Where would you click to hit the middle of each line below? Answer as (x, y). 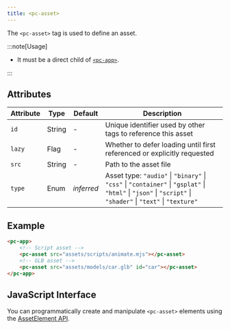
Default (86, 114)
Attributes (29, 94)
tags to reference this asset (149, 134)
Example (26, 226)
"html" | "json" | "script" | (148, 193)
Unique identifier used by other (155, 125)
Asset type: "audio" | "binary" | (156, 175)
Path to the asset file (138, 164)
